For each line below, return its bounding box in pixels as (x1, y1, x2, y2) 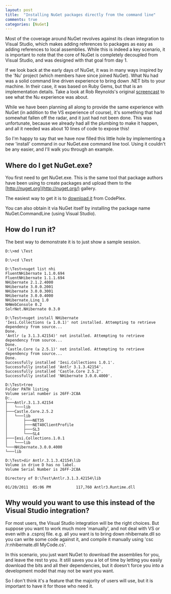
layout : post (5, 7, 33, 13)
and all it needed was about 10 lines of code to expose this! (5, 126, 130, 132)
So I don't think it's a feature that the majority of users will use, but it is (5, 577, 154, 583)
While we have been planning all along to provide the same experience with (5, 104, 164, 110)
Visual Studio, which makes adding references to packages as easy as (5, 41, 153, 47)
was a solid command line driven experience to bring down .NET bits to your (5, 78, 165, 84)
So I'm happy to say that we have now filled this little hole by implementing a (5, 135, 165, 142)
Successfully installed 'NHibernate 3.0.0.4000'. (5, 373, 113, 378)
